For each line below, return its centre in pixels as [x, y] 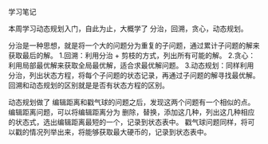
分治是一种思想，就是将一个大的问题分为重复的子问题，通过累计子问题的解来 [134, 45]
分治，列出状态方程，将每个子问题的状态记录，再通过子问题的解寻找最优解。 [134, 75]
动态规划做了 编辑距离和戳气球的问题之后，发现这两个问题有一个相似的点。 [132, 102]
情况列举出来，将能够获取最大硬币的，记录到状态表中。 [120, 132]
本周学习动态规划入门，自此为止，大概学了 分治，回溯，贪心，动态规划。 [128, 29]
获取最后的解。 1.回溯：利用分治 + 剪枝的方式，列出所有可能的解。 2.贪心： [132, 55]
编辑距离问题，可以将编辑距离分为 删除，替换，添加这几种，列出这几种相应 [132, 112]
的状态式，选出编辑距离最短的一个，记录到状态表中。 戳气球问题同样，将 [128, 122]
